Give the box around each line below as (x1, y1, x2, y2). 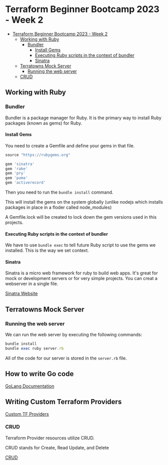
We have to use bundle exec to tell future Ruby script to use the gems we (5, 242, 156, 248)
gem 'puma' (5, 175, 28, 180)
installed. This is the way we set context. (5, 247, 89, 253)
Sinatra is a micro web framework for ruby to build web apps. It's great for (5, 270, 158, 276)
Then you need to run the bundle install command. (5, 190, 114, 196)
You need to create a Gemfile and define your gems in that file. (5, 142, 135, 149)
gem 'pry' (5, 171, 26, 176)
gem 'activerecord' (5, 180, 46, 185)
